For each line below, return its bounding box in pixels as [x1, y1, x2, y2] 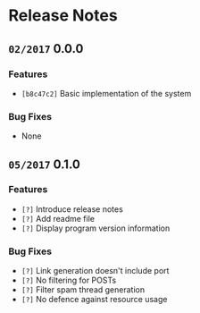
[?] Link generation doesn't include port [21, 266, 170, 276]
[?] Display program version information [21, 223, 171, 233]
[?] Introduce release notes [21, 203, 124, 215]
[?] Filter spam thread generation [21, 284, 145, 295]
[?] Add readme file [21, 213, 96, 224]
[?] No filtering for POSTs [21, 275, 117, 286]
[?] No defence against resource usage [21, 294, 168, 305]
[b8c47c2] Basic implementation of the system [21, 88, 192, 98]
